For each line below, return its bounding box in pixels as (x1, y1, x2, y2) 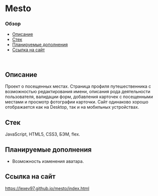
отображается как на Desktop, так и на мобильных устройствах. (5, 104, 140, 110)
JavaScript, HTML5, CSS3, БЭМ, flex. (5, 131, 80, 137)
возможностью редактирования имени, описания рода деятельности (5, 89, 151, 95)
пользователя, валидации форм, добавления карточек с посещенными (5, 94, 153, 100)
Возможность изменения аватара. (12, 158, 84, 164)
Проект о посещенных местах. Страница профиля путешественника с (5, 83, 151, 89)
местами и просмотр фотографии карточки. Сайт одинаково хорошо (5, 99, 149, 105)
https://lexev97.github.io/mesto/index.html (5, 185, 89, 191)
